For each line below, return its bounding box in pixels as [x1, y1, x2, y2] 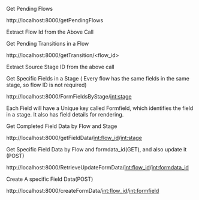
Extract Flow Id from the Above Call [6, 28, 94, 35]
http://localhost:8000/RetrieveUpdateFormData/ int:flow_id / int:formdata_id [6, 164, 189, 171]
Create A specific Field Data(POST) [6, 175, 94, 183]
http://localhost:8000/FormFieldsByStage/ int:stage [6, 93, 132, 100]
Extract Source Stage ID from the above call [6, 63, 115, 70]
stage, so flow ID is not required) [6, 81, 87, 88]
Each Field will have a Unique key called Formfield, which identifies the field [6, 105, 194, 112]
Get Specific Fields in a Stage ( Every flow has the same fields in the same [6, 75, 190, 82]
